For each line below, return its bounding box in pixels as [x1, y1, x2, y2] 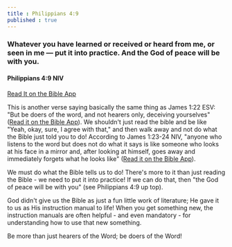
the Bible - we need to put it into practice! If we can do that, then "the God [7, 175, 219, 184]
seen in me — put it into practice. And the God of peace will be [7, 48, 220, 58]
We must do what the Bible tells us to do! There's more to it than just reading [7, 168, 226, 176]
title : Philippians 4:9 [7, 10, 79, 17]
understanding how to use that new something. [7, 218, 142, 226]
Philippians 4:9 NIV [7, 74, 64, 83]
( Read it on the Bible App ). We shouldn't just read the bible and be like [7, 117, 207, 126]
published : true [7, 17, 57, 24]
